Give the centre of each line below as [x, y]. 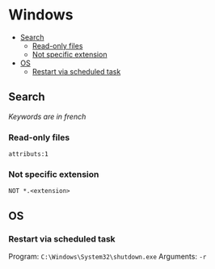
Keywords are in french [47, 116]
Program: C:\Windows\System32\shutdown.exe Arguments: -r [107, 257]
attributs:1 [28, 154]
